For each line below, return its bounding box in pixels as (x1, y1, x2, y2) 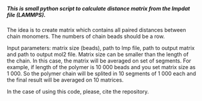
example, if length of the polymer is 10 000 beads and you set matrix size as (7, 63, 196, 70)
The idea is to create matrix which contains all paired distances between (7, 26, 186, 33)
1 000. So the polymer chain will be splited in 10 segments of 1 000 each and (7, 70, 197, 77)
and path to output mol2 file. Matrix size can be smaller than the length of (7, 50, 189, 58)
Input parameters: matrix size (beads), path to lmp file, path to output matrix (7, 44, 195, 51)
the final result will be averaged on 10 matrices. (7, 76, 124, 84)
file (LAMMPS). (7, 11, 46, 18)
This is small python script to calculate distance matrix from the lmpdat (7, 5, 190, 12)
